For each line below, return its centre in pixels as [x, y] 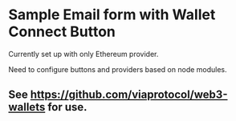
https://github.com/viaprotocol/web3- [129, 95]
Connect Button [62, 32]
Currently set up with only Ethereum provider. [83, 54]
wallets [27, 107]
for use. [67, 107]
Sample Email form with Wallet [112, 15]
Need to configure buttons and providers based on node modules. [118, 69]
